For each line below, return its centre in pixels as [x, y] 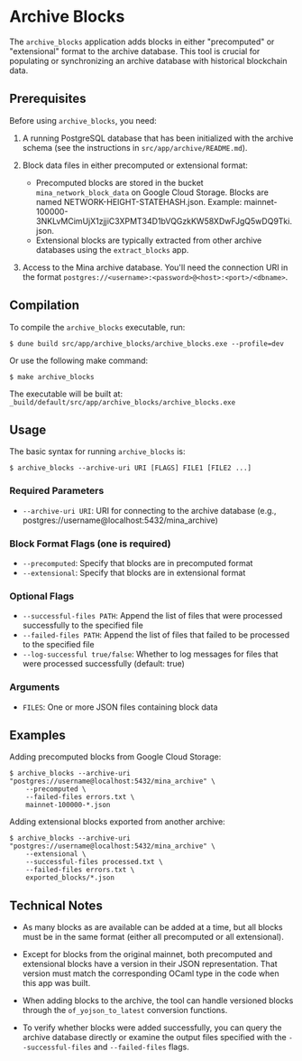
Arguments [35, 687]
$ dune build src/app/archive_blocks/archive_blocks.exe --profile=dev [146, 344]
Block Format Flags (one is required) [90, 544]
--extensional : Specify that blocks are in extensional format [134, 572]
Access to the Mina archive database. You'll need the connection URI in [155, 267]
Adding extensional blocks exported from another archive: [117, 822]
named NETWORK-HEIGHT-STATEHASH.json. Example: [139, 201]
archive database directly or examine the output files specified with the [154, 1038]
